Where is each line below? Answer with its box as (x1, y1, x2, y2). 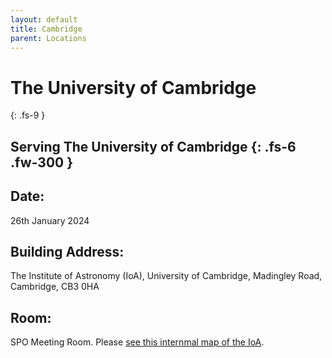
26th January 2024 (10, 214, 90, 226)
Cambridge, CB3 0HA (10, 281, 100, 293)
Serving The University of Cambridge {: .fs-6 (10, 138, 297, 155)
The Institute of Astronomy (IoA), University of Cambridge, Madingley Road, (10, 270, 323, 282)
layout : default (10, 14, 78, 25)
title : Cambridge (10, 24, 83, 34)
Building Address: (10, 243, 125, 260)
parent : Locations (10, 33, 87, 43)
